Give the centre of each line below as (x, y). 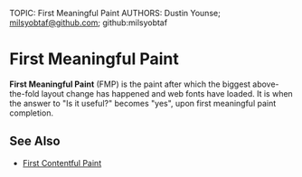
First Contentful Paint (62, 163)
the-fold (24, 93)
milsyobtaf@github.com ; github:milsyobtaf (89, 23)
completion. (32, 113)
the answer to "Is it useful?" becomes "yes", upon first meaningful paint (143, 103)
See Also (35, 141)
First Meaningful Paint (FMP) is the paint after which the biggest (130, 84)
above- (266, 84)
